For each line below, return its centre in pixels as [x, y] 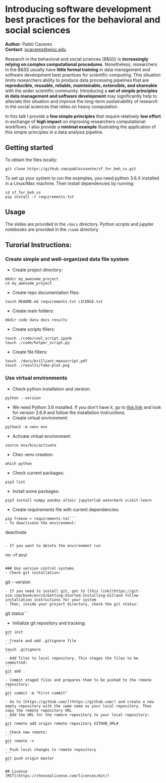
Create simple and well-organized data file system [67, 259]
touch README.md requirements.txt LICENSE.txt [54, 302]
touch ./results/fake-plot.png [37, 366]
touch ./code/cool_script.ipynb [38, 339]
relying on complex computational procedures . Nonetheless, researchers [81, 64]
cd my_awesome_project [28, 284]
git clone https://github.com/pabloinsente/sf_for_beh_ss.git [71, 169]
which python [19, 464]
